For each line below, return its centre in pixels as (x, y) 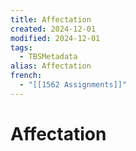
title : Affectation (51, 19)
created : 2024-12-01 (53, 29)
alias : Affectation (51, 66)
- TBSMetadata (48, 57)
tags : (21, 47)
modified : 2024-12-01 (55, 38)
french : (26, 76)
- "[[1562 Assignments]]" (73, 85)
